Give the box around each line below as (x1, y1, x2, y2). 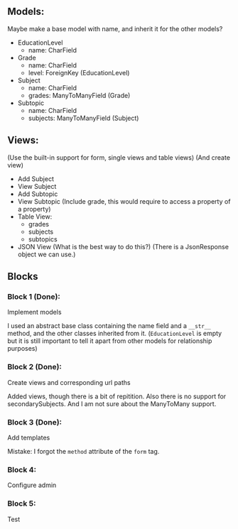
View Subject (17, 182, 57, 190)
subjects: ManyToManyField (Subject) (28, 114, 139, 122)
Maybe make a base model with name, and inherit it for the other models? (7, 24, 223, 33)
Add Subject (17, 174, 55, 183)
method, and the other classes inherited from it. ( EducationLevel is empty (7, 329, 222, 338)
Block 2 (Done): (7, 362, 63, 372)
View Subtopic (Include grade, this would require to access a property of (17, 197, 231, 205)
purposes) (7, 344, 38, 353)
